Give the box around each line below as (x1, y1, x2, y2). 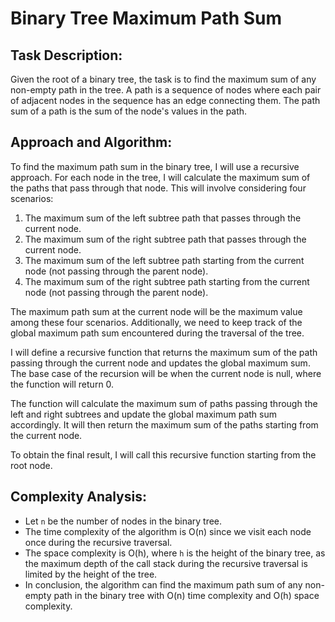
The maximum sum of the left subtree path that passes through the (24, 212, 302, 224)
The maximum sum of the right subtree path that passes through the (24, 233, 307, 245)
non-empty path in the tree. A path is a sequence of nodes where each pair (10, 84, 322, 96)
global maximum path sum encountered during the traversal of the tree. (10, 327, 305, 339)
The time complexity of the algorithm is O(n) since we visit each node (24, 525, 312, 537)
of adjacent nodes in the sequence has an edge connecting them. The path (10, 95, 321, 106)
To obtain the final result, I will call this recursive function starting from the (10, 448, 317, 461)
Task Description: (10, 47, 123, 64)
